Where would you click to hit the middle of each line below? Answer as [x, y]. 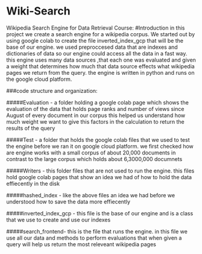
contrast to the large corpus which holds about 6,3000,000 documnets [94, 159]
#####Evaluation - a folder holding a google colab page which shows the [97, 102]
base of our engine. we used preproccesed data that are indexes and [92, 47]
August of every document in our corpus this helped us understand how [96, 115]
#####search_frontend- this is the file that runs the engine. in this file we [97, 231]
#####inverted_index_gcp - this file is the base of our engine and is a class [100, 213]
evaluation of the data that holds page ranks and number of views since [95, 109]
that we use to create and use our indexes [58, 220]
